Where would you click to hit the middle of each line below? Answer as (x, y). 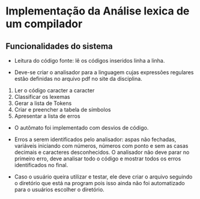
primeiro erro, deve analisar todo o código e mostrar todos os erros (98, 159)
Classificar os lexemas (42, 97)
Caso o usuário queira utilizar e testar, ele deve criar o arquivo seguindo (103, 177)
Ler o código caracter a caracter (54, 90)
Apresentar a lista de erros (47, 116)
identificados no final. (41, 165)
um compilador (44, 24)
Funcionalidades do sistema (59, 46)
